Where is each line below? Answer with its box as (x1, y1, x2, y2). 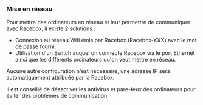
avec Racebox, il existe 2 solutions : (6, 25, 96, 32)
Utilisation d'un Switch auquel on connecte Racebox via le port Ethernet (15, 49, 195, 57)
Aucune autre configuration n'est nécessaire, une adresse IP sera (6, 68, 170, 75)
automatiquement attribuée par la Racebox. (6, 74, 115, 81)
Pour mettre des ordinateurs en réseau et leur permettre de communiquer (6, 19, 191, 26)
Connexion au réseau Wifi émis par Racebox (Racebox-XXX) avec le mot (15, 37, 198, 44)
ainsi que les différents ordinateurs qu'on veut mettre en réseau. (15, 56, 176, 63)
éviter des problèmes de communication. (6, 92, 109, 100)
